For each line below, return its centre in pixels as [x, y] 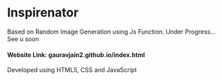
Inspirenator [43, 13]
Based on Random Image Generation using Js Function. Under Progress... [112, 32]
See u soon [23, 38]
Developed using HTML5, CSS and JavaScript [72, 70]
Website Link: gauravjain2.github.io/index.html [76, 55]
